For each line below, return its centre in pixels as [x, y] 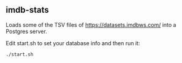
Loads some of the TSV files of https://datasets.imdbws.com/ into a [91, 24]
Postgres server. [26, 31]
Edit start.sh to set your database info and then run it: [73, 43]
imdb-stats [28, 10]
